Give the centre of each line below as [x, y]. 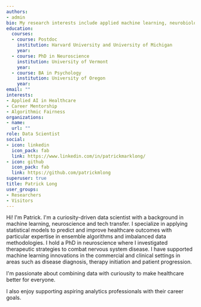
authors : [17, 12]
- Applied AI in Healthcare [41, 100]
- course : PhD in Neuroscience [51, 56]
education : [20, 28]
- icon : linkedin [28, 145]
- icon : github [25, 162]
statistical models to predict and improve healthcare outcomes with [89, 230]
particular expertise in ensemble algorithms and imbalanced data [86, 237]
